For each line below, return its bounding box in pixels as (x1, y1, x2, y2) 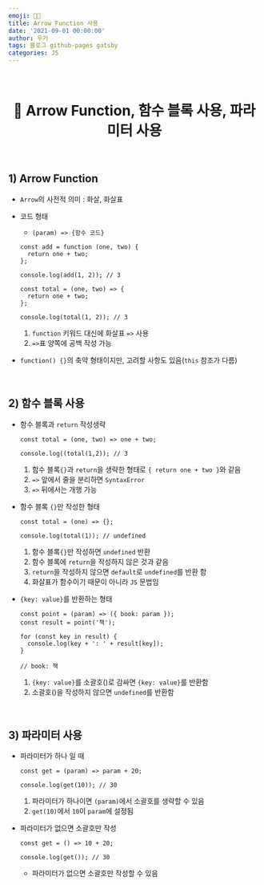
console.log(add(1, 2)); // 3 (19, 270, 122, 279)
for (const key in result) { (19, 632, 118, 640)
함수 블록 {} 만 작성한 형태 (19, 501, 100, 511)
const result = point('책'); (19, 619, 116, 627)
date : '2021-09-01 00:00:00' (8, 26, 106, 35)
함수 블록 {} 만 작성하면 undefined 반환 (31, 546, 150, 556)
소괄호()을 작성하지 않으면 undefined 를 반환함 (31, 687, 174, 696)
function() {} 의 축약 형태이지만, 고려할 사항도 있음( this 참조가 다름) (19, 355, 238, 365)
